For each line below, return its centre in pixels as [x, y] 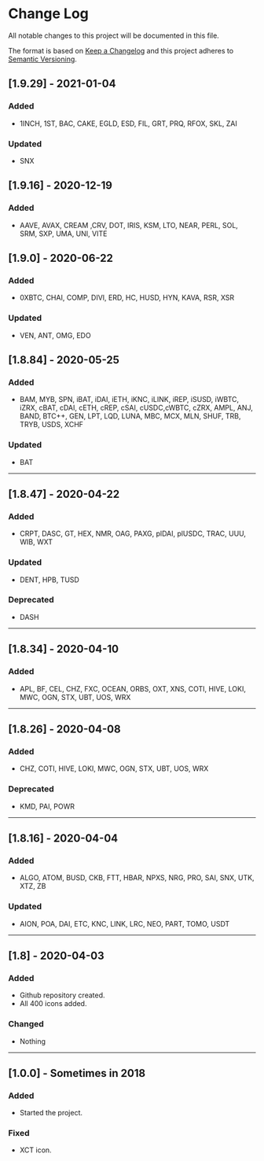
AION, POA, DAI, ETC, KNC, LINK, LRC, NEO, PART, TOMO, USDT [125, 923]
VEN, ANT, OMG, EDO [55, 335]
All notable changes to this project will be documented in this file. [114, 35]
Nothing [32, 1041]
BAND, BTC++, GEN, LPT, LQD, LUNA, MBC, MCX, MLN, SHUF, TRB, [130, 416]
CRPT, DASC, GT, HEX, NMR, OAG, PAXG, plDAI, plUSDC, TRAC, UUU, [132, 534]
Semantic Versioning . [42, 59]
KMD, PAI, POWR [47, 806]
